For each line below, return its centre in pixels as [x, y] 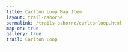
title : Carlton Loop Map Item [44, 12]
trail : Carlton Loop [32, 39]
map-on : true [23, 28]
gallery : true [24, 34]
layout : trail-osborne [35, 17]
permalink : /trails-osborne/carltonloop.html [64, 23]
